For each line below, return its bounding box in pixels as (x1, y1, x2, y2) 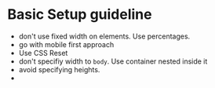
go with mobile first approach (18, 39, 115, 49)
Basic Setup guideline (7, 5, 152, 24)
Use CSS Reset (18, 48, 68, 57)
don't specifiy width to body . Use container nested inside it (18, 57, 208, 66)
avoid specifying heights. (18, 64, 100, 74)
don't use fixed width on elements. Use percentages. (18, 31, 191, 41)
